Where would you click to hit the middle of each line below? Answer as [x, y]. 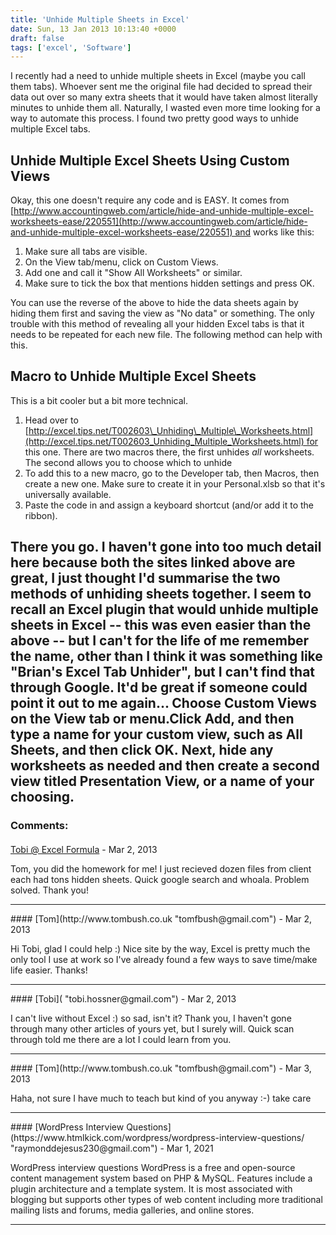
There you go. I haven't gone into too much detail [166, 547]
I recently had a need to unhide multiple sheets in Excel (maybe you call [158, 76]
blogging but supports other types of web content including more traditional [166, 1199]
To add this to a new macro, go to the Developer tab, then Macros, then [172, 473]
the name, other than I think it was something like [166, 656]
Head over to [51, 420]
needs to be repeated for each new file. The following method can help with [166, 335]
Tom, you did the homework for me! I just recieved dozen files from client [161, 868]
